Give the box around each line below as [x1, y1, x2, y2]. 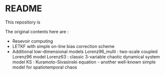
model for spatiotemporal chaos [12, 64, 77, 70]
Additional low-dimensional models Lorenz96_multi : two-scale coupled [12, 49, 158, 54]
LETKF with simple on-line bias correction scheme [12, 43, 115, 49]
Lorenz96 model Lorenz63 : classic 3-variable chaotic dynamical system [12, 53, 160, 59]
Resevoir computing [12, 38, 53, 44]
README [5, 3, 42, 14]
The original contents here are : [5, 28, 69, 34]
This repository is [5, 19, 40, 25]
